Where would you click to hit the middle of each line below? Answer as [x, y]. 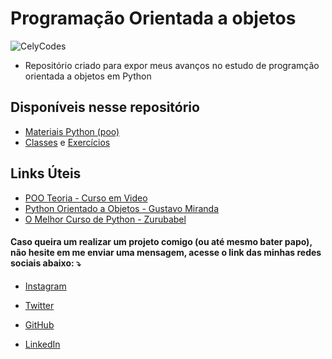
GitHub [39, 324]
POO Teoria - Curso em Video [86, 198]
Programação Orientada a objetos [153, 18]
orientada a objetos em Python [88, 76]
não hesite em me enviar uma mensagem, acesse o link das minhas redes [166, 253]
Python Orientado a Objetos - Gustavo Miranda [122, 208]
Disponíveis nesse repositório [105, 107]
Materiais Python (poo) [72, 131]
